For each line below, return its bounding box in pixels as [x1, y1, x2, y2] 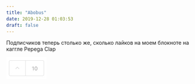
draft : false [6, 22, 39, 28]
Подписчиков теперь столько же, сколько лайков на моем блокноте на [6, 39, 190, 46]
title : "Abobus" [6, 10, 47, 15]
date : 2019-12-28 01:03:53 [6, 15, 74, 22]
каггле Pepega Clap [6, 45, 56, 53]
